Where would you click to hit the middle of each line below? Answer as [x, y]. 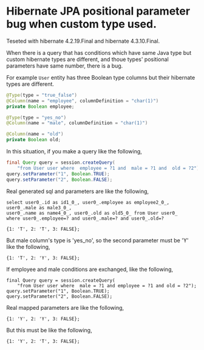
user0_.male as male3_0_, [39, 208]
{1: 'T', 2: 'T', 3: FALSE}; [43, 229]
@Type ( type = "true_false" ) [42, 95]
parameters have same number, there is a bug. [65, 66]
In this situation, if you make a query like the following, [74, 152]
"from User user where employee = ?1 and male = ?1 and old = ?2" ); [110, 168]
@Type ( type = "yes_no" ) [36, 117]
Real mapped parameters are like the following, [65, 307]
